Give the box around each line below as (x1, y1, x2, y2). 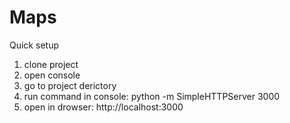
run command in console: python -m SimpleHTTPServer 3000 (23, 90, 281, 102)
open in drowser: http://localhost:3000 (23, 101, 184, 113)
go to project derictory (23, 79, 117, 91)
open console (23, 69, 81, 81)
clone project (23, 58, 79, 70)
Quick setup (9, 39, 59, 51)
